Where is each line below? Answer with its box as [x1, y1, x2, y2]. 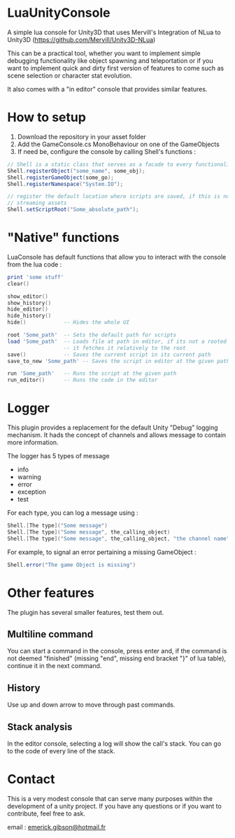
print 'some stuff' [7, 274, 64, 280]
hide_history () [7, 313, 52, 320]
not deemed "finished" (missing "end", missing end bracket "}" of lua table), [7, 654, 226, 662]
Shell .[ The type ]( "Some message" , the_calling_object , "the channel [7, 535, 211, 542]
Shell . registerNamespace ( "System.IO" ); [7, 180, 124, 187]
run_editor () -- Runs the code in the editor [7, 376, 158, 384]
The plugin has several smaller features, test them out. [7, 608, 164, 616]
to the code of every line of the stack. [7, 747, 115, 755]
